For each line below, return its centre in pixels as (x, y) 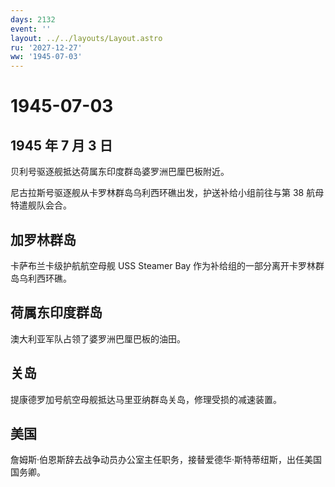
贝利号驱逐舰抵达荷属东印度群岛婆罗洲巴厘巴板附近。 (120, 172)
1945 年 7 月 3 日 (61, 145)
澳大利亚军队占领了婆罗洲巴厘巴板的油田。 (98, 338)
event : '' (31, 29)
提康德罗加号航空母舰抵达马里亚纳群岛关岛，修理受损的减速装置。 (146, 399)
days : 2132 (33, 19)
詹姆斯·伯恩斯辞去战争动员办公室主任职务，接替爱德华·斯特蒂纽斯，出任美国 (166, 460)
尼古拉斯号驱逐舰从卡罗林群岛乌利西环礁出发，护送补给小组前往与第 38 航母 (167, 193)
